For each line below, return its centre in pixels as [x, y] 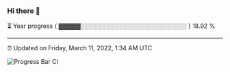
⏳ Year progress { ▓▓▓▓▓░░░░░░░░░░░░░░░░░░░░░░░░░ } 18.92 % [111, 26]
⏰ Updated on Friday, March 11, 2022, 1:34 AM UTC [80, 48]
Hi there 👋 [24, 11]
